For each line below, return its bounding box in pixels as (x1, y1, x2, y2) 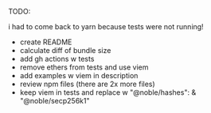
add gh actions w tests (19, 55, 95, 63)
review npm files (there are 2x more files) (19, 79, 155, 89)
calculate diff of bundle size (19, 46, 111, 55)
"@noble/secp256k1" (19, 96, 90, 105)
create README (19, 37, 72, 47)
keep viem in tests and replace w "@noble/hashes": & (19, 88, 197, 97)
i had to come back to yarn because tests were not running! (8, 22, 205, 31)
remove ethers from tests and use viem (19, 62, 149, 72)
